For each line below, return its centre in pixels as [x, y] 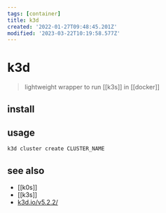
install [21, 109]
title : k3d [23, 20]
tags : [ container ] [34, 14]
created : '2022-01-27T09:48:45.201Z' [62, 27]
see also [26, 171]
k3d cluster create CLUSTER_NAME [56, 149]
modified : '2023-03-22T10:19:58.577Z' [64, 33]
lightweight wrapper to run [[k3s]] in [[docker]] [92, 87]
